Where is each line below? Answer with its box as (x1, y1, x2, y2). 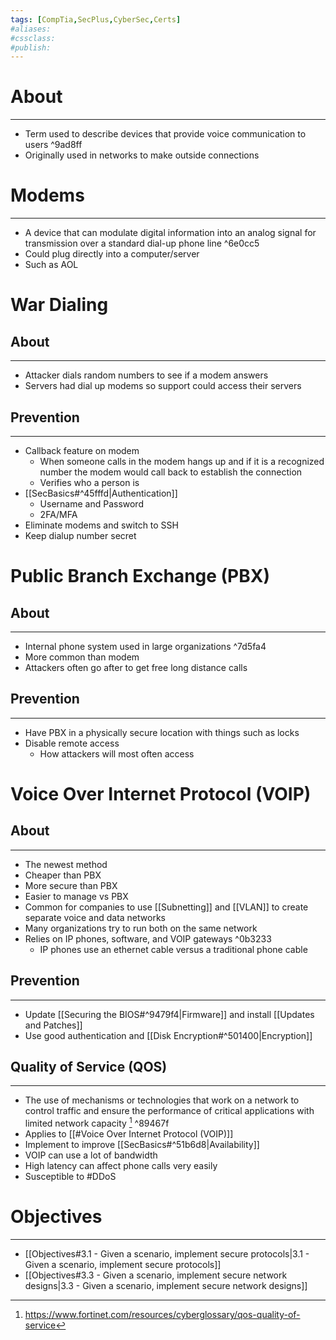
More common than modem (24, 651, 140, 663)
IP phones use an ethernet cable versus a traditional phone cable (39, 943, 308, 955)
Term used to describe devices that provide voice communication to (24, 128, 307, 140)
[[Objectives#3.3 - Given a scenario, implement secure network (24, 1269, 288, 1281)
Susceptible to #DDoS (24, 1171, 117, 1183)
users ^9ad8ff (24, 139, 83, 151)
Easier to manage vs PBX (24, 890, 129, 902)
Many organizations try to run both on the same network (24, 922, 258, 934)
